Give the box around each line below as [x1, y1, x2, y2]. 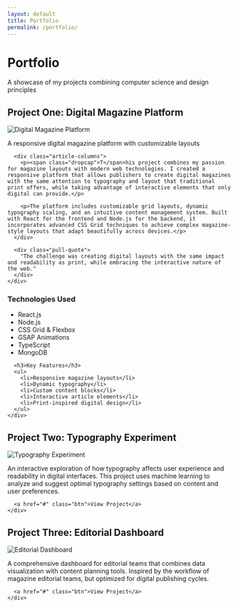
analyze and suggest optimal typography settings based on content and [7, 480, 219, 488]
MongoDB [17, 348, 48, 357]
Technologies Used [7, 294, 76, 304]
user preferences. [7, 487, 60, 496]
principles [7, 86, 37, 94]
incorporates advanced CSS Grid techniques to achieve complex [7, 222, 200, 229]
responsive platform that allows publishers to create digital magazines [7, 172, 232, 179]
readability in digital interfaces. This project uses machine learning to [7, 472, 210, 480]
